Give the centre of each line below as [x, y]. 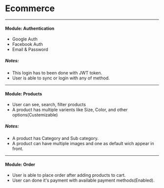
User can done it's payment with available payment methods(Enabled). [83, 180]
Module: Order [20, 164]
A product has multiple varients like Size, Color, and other [70, 110]
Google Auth [25, 39]
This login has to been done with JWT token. [57, 73]
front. [18, 149]
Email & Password [30, 50]
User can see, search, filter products [49, 105]
